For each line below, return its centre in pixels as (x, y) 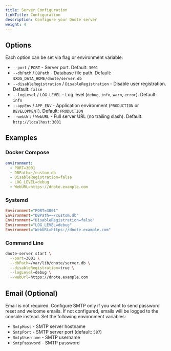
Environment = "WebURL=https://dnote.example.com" (58, 230)
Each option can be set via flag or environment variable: (64, 57)
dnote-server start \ (28, 253)
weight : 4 (16, 24)
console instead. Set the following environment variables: (66, 317)
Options (18, 45)
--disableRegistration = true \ (42, 268)
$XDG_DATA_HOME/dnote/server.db (47, 79)
